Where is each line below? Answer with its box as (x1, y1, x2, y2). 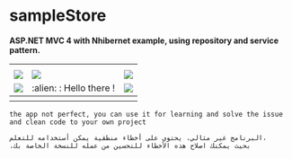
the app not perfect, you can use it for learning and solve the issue (9, 110, 283, 119)
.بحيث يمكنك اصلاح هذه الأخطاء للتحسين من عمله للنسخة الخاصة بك (9, 141, 252, 150)
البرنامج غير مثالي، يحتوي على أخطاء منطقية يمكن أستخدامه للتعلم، (9, 133, 268, 142)
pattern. (9, 44, 40, 55)
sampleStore (9, 5, 107, 26)
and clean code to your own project (9, 118, 146, 127)
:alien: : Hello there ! (31, 82, 115, 94)
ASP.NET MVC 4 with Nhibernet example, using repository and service (9, 35, 279, 46)
